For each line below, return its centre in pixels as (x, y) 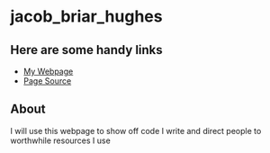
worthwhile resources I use (60, 140)
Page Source (47, 81)
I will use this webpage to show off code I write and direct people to (136, 130)
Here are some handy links (86, 50)
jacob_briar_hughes (86, 17)
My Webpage (48, 71)
